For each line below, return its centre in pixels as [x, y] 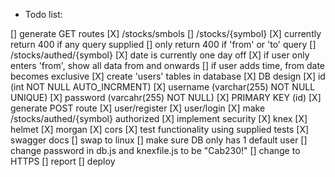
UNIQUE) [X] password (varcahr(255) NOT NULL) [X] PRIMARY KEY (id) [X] [166, 97]
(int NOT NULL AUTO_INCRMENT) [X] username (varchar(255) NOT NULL [163, 87]
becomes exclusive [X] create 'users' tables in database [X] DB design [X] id [168, 76]
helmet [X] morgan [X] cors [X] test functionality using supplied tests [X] [160, 129]
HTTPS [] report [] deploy [63, 161]
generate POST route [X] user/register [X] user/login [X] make [138, 108]
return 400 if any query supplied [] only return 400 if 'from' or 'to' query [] [163, 44]
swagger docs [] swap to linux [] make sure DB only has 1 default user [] [159, 140]
